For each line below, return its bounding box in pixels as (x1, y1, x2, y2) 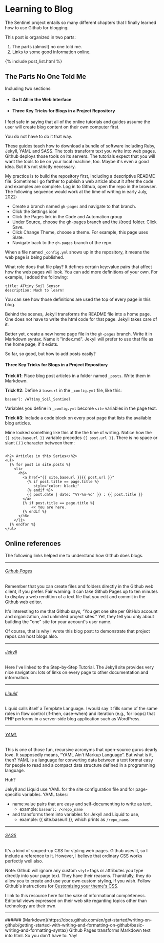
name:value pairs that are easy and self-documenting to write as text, (12, 801, 152, 807)
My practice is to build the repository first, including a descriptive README (5, 173, 155, 179)
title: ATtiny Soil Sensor (5, 283, 60, 289)
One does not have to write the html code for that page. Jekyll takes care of (5, 316, 157, 322)
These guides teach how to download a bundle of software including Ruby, (5, 143, 156, 148)
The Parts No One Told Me (5, 72, 86, 81)
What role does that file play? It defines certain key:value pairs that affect (5, 264, 152, 270)
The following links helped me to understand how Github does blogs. (5, 552, 143, 558)
